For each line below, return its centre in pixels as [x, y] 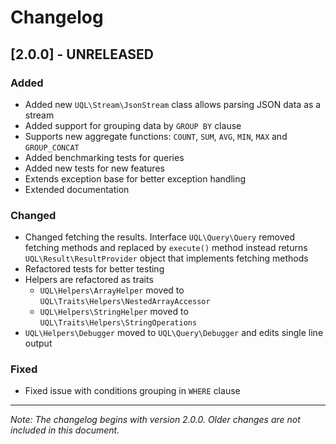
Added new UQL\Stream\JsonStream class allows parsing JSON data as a [173, 104]
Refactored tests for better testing [94, 269]
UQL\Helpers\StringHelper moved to [114, 312]
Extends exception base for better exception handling [135, 178]
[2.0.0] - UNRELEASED [82, 54]
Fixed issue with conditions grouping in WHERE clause [132, 391]
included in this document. [65, 430]
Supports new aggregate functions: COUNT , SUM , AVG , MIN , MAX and [156, 136]
